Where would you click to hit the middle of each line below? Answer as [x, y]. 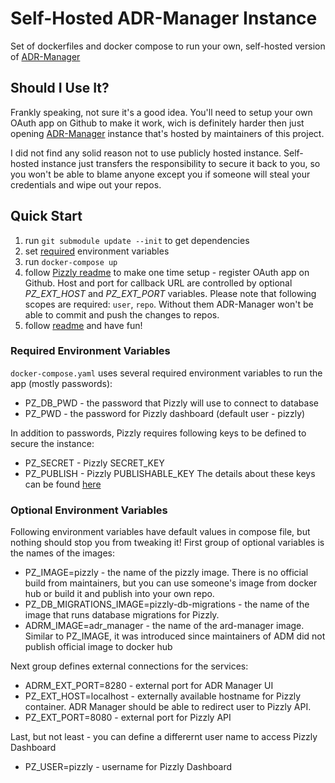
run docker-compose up [71, 261]
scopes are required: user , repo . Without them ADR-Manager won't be [169, 304]
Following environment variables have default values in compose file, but [160, 532]
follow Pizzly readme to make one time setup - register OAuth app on [167, 272]
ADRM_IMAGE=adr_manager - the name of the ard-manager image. [164, 626]
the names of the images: [63, 553]
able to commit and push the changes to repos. [122, 314]
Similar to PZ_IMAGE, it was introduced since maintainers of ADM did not [175, 636]
